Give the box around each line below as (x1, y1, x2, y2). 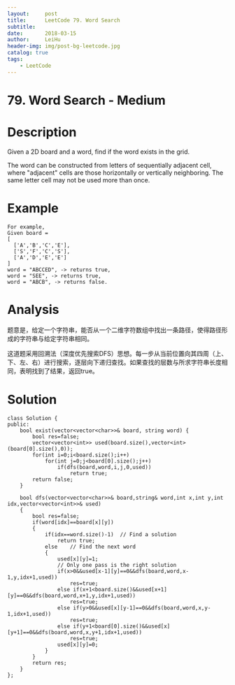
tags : (7, 56, 23, 63)
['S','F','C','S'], (13, 247, 71, 255)
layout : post (7, 10, 58, 17)
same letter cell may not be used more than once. (7, 175, 150, 184)
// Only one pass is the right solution (57, 561, 177, 568)
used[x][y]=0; (57, 641, 99, 648)
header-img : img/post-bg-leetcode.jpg (7, 43, 120, 50)
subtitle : (7, 23, 36, 30)
